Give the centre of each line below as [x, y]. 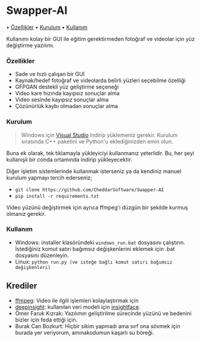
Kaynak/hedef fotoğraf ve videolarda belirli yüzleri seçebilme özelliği [100, 81]
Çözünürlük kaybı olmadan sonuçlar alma [66, 106]
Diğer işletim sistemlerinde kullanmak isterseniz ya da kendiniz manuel [94, 171]
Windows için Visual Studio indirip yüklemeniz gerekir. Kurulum [99, 135]
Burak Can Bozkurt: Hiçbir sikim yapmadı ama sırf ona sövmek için [97, 326]
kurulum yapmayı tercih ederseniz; [49, 177]
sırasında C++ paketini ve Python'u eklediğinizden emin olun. [97, 141]
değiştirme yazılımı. [30, 45]
